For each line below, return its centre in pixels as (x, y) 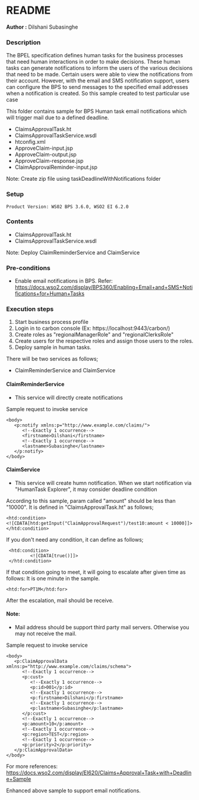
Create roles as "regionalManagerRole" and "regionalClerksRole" (94, 335)
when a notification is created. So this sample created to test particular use (98, 94)
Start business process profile (52, 322)
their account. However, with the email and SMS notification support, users (98, 81)
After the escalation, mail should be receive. (60, 600)
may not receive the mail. (46, 634)
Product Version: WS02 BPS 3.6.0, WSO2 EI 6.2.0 (67, 206)
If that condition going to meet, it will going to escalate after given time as (96, 572)
